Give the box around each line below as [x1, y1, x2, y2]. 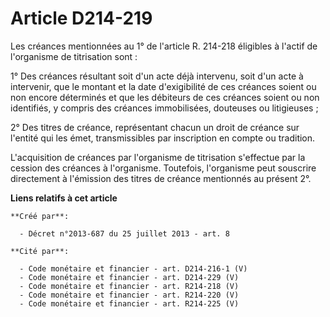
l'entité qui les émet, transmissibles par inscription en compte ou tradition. [10, 132, 316, 144]
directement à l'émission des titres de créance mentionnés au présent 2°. [10, 172, 312, 184]
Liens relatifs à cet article [10, 192, 118, 204]
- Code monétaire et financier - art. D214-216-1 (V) [19, 263, 248, 274]
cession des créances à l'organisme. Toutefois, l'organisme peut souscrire [10, 162, 317, 174]
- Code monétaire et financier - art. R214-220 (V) [19, 290, 240, 300]
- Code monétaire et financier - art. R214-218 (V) [19, 281, 240, 291]
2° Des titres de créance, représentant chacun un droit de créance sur [10, 121, 300, 133]
